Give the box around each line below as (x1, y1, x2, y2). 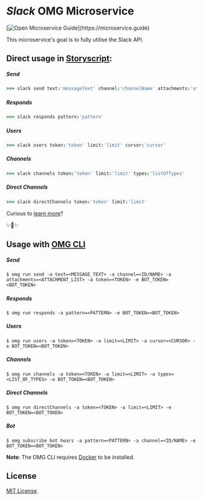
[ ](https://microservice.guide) (6, 24, 150, 31)
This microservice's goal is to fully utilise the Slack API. (6, 36, 144, 43)
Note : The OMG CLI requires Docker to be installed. (6, 453, 135, 461)
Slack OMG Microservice (6, 4, 134, 18)
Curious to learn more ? (6, 210, 63, 217)
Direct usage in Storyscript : (6, 53, 112, 64)
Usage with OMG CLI (6, 239, 86, 249)
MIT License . (6, 487, 39, 494)
